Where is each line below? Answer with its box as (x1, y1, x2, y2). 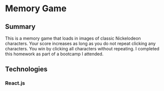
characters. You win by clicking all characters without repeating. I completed (5, 46, 160, 51)
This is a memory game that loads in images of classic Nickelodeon (5, 35, 141, 41)
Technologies (5, 65, 48, 73)
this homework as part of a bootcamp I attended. (5, 51, 104, 57)
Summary (5, 23, 36, 31)
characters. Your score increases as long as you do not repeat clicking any (5, 41, 156, 46)
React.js (5, 80, 25, 87)
